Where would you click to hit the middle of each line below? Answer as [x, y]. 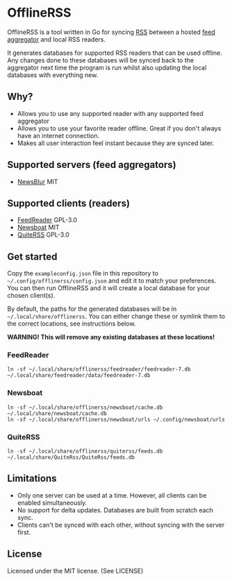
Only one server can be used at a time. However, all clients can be [112, 495]
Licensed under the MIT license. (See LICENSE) [75, 571]
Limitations [32, 479]
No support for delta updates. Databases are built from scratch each [115, 510]
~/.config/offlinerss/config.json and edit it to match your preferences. [112, 281]
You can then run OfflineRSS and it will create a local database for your [109, 288]
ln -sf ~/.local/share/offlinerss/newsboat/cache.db [85, 407]
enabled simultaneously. [52, 503]
